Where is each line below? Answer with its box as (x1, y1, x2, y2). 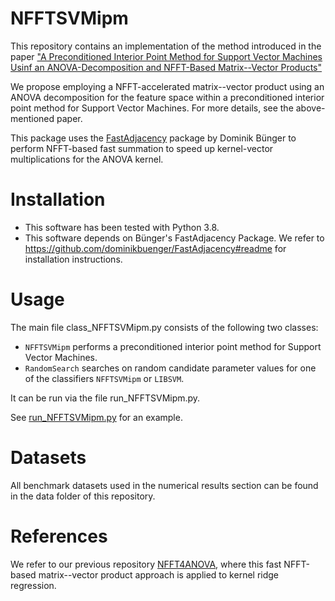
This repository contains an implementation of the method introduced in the (10, 40, 322, 52)
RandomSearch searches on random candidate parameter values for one (24, 362, 317, 374)
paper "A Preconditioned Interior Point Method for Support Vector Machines (10, 50, 323, 62)
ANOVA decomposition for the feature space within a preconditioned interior (10, 91, 325, 103)
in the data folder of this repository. (10, 490, 156, 502)
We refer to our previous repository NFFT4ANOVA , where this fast (10, 558, 282, 570)
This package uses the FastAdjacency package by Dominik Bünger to (10, 132, 297, 144)
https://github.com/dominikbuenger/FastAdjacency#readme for (24, 242, 287, 254)
